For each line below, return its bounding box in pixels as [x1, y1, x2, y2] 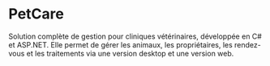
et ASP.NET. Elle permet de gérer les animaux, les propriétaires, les [8, 39, 233, 49]
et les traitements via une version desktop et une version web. [26, 48, 234, 58]
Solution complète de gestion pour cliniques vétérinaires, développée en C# [8, 31, 262, 41]
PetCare [8, 5, 65, 23]
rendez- [234, 39, 261, 49]
